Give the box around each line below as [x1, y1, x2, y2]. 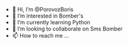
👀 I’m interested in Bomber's [12, 12, 84, 19]
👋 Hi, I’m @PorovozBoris [12, 6, 74, 13]
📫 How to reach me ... [12, 32, 69, 39]
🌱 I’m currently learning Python [12, 19, 90, 26]
